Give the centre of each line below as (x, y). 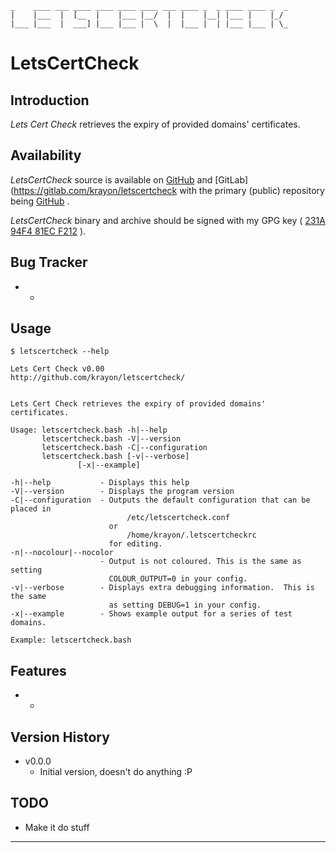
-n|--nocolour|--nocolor (62, 553)
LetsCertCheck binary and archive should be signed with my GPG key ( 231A (168, 220)
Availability (46, 155)
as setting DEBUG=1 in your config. (185, 605)
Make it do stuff (57, 827)
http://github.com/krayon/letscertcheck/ (98, 378)
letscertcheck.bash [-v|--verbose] (115, 457)
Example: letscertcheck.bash (71, 640)
